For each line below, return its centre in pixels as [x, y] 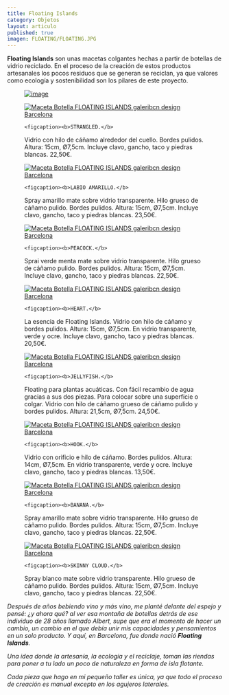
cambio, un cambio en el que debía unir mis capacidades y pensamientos [112, 628]
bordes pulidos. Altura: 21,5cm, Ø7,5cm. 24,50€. [92, 411]
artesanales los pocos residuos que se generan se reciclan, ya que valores [112, 74]
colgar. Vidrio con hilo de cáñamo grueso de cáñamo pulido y [111, 404]
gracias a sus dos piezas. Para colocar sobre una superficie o [111, 397]
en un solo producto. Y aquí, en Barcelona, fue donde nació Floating [105, 636]
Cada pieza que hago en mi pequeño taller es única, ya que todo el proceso [115, 677]
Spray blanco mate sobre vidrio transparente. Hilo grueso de [110, 579]
